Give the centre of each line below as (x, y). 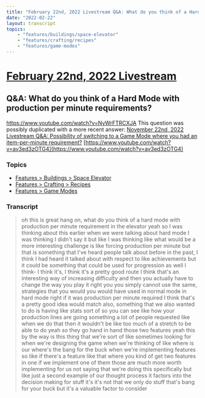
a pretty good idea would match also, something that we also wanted (108, 304)
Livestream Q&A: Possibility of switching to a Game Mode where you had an (102, 136)
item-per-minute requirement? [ (46, 142)
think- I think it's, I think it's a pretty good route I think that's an (100, 272)
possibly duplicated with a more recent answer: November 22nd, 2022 (95, 129)
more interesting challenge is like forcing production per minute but (106, 246)
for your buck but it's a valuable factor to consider (84, 389)
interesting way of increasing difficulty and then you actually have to (107, 278)
